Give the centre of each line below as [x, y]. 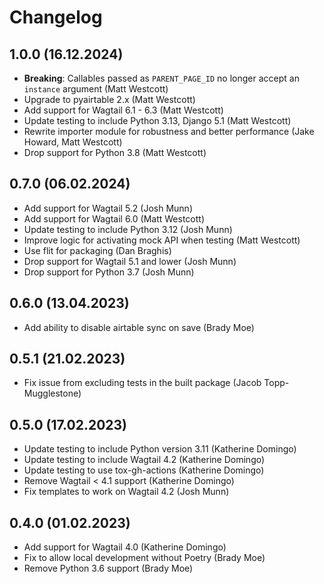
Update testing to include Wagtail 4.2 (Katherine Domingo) [144, 460]
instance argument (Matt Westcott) [96, 89]
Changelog [56, 17]
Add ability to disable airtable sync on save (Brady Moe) [139, 327]
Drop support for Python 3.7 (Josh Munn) [109, 272]
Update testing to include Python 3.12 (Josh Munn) [128, 229]
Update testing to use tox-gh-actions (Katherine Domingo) [144, 470]
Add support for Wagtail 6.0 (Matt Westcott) [114, 218]
